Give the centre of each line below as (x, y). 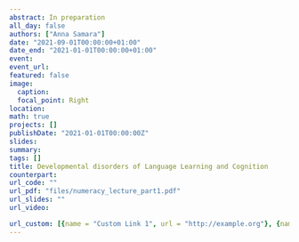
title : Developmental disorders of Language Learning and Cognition (139, 166)
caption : (33, 92)
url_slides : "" (37, 200)
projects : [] (33, 125)
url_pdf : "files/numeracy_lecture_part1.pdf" (95, 191)
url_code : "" (33, 183)
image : (21, 84)
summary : (25, 149)
